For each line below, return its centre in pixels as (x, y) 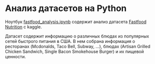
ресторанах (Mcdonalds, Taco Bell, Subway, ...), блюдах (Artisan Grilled (78, 46)
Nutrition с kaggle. (24, 26)
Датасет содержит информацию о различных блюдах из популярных (77, 36)
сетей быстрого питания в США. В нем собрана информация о (70, 41)
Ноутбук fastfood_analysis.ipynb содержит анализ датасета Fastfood (76, 22)
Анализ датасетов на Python (66, 8)
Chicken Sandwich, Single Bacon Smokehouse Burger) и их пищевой (75, 51)
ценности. (16, 56)
